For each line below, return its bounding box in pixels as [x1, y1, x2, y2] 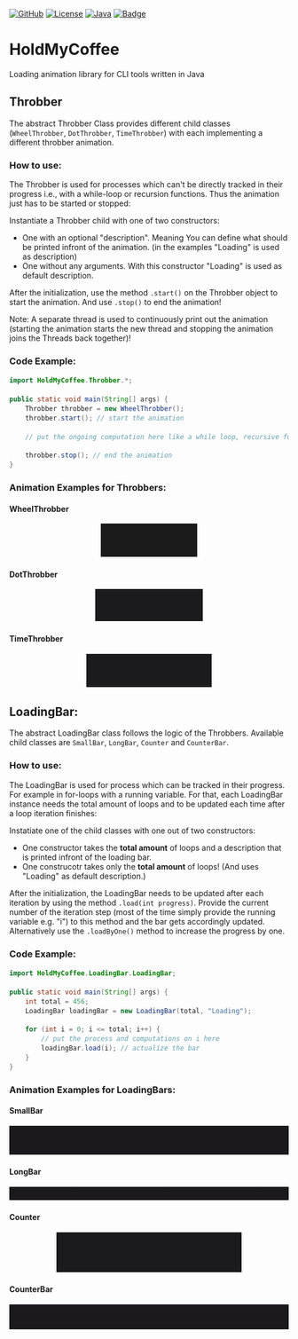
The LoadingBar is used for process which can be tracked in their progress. [9, 779, 286, 790]
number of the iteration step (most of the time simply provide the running [9, 906, 276, 918]
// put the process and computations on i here [41, 1035, 220, 1044]
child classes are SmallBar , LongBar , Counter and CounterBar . [9, 737, 229, 748]
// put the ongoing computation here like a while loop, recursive [25, 432, 279, 441]
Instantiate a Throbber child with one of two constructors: [9, 216, 220, 226]
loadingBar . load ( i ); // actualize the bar [41, 1044, 200, 1053]
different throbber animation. [9, 137, 114, 147]
